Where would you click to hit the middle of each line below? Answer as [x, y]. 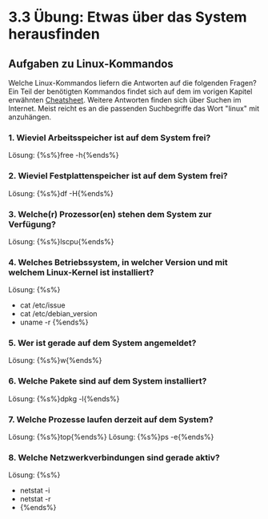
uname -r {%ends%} [54, 322]
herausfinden [54, 34]
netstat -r [35, 499]
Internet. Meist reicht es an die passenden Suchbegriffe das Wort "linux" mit [134, 109]
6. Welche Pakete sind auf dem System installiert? [108, 381]
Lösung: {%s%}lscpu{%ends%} [61, 241]
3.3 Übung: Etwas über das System [128, 17]
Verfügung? [32, 224]
